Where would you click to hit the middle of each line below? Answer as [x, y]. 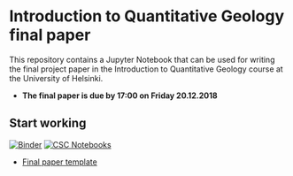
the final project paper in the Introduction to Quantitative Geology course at [146, 69]
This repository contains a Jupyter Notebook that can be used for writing [142, 59]
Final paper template [59, 162]
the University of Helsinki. [56, 78]
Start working [48, 123]
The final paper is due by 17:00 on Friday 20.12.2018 [120, 96]
